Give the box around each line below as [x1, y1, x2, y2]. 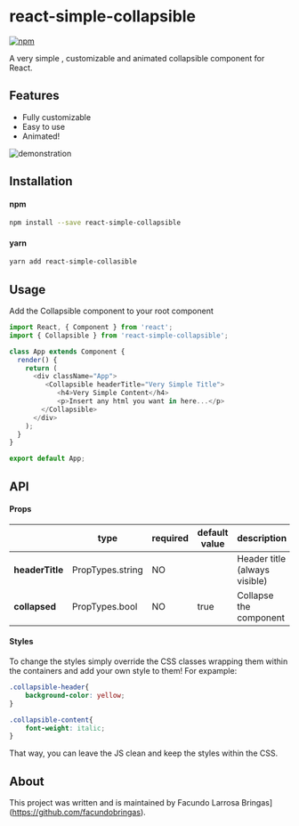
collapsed [13, 600, 56, 612]
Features [9, 88, 60, 103]
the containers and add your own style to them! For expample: [9, 666, 238, 676]
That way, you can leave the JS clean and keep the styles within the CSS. [9, 748, 279, 758]
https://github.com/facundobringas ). [12, 807, 147, 818]
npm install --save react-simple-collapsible [9, 218, 181, 228]
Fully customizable [21, 111, 92, 122]
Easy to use [21, 121, 65, 132]
